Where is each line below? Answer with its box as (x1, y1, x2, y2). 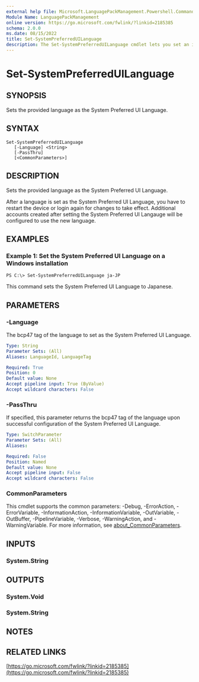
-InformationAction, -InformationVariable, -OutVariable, (41, 509, 176, 516)
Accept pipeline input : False (6, 470, 81, 476)
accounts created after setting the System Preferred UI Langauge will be (6, 211, 183, 218)
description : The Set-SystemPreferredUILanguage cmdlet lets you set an (6, 42, 190, 48)
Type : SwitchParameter (6, 432, 62, 438)
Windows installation (6, 259, 69, 267)
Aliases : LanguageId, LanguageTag (6, 353, 92, 360)
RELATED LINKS (6, 646, 66, 657)
